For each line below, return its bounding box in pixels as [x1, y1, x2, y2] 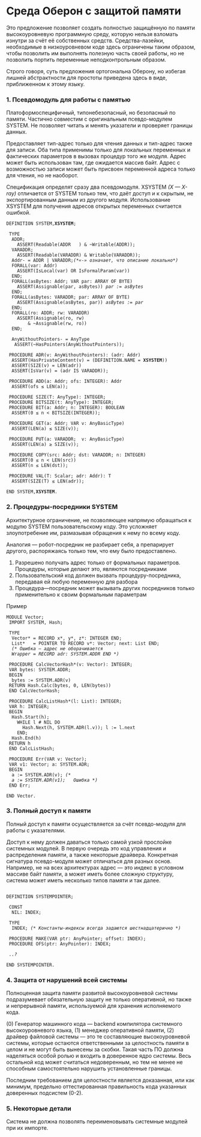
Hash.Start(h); [11, 714, 50, 720]
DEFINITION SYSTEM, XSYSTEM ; [6, 221, 77, 227]
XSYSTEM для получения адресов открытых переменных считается [6, 203, 182, 210]
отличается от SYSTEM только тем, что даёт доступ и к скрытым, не [17, 190, 194, 197]
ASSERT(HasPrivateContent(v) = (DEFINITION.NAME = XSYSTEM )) [11, 358, 168, 364]
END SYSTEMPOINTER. [6, 962, 55, 968]
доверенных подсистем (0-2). [6, 1090, 83, 1097]
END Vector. [6, 793, 36, 799]
